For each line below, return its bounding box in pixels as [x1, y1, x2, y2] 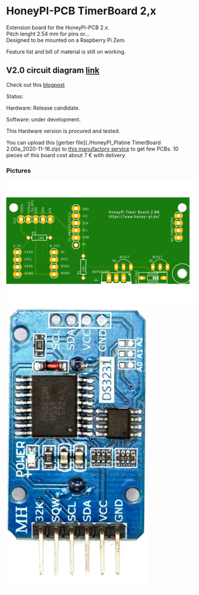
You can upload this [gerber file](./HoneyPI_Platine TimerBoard [6, 139, 161, 146]
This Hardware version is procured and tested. [6, 127, 120, 135]
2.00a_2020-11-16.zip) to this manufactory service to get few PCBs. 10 [6, 145, 179, 152]
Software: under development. [6, 116, 81, 123]
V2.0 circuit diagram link [6, 66, 99, 76]
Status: [6, 92, 24, 99]
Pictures [6, 166, 32, 175]
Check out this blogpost [6, 81, 65, 88]
